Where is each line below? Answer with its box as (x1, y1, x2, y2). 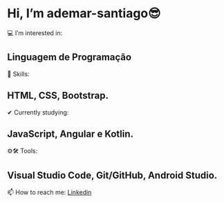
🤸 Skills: (7, 70, 30, 78)
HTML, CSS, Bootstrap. (7, 90, 109, 101)
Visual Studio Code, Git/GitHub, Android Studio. (7, 169, 218, 181)
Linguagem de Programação (7, 51, 132, 64)
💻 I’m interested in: (7, 28, 63, 37)
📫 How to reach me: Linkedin (7, 188, 92, 197)
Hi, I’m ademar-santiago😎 (7, 6, 161, 21)
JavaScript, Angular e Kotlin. (7, 128, 133, 139)
